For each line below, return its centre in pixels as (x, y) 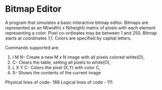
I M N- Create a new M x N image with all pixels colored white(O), (78, 57)
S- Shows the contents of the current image (57, 72)
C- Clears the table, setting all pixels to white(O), (61, 62)
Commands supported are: (32, 47)
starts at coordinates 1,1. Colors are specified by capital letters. (68, 38)
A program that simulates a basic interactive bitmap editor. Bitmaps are (77, 22)
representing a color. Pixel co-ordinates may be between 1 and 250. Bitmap (81, 33)
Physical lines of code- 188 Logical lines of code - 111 (59, 82)
